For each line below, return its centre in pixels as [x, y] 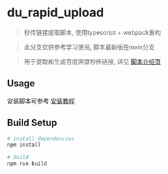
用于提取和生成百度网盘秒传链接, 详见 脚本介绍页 [92, 61]
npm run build [27, 164]
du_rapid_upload [56, 13]
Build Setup [32, 123]
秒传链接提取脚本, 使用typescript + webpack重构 [92, 32]
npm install [24, 145]
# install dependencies [41, 138]
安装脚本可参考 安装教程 [41, 101]
